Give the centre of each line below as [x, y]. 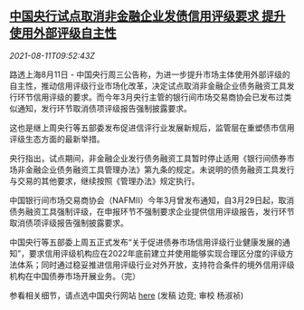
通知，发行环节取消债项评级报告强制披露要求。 [104, 108]
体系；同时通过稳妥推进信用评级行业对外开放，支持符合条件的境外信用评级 [156, 265]
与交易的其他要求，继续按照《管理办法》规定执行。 [104, 180]
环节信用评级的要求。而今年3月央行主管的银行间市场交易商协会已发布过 [150, 97]
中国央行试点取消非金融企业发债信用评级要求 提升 [147, 16]
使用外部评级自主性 [63, 33]
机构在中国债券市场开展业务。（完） [75, 276]
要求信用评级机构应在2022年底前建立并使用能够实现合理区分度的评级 [157, 253]
